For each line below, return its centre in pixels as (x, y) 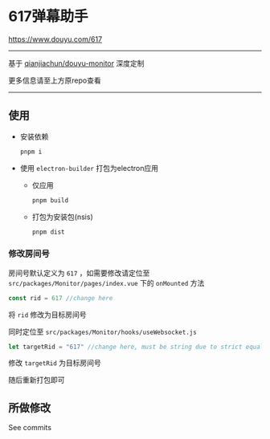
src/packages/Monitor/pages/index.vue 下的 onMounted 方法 (106, 283)
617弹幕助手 (48, 16)
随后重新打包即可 (37, 380)
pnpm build (50, 200)
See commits (30, 428)
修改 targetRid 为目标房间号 (55, 363)
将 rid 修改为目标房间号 (47, 315)
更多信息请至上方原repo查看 (55, 80)
